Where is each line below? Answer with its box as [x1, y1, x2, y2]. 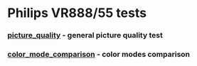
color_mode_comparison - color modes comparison [7, 50, 191, 60]
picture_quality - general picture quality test [7, 31, 164, 40]
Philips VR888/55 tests [7, 5, 147, 21]
